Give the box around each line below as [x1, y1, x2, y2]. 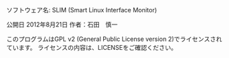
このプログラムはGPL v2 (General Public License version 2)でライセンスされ [6, 35, 223, 43]
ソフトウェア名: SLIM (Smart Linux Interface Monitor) [6, 6, 157, 14]
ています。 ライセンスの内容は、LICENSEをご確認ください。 [6, 44, 177, 51]
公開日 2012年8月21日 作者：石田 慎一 [6, 20, 118, 29]
